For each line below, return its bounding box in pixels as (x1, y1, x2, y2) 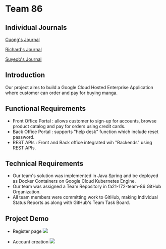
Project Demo (5, 214, 49, 223)
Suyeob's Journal (5, 56, 42, 62)
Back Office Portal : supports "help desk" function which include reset (12, 129, 159, 135)
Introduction (5, 71, 45, 79)
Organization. (12, 189, 41, 195)
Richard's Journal (5, 47, 42, 52)
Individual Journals (5, 23, 67, 32)
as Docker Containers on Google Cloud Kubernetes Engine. (12, 178, 136, 184)
